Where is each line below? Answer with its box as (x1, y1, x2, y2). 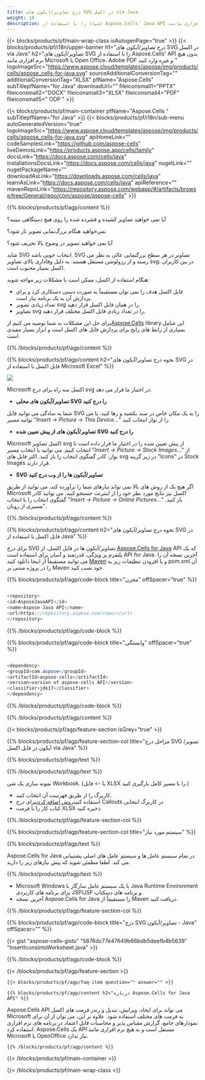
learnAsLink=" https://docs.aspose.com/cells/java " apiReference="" (7, 179, 178, 187)
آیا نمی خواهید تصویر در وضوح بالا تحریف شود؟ (7, 239, 113, 247)
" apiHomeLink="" (85, 133, 131, 141)
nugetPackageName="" (7, 166, 67, 173)
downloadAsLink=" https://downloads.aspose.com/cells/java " (7, 173, 161, 180)
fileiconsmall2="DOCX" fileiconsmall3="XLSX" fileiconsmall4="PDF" (7, 89, 180, 97)
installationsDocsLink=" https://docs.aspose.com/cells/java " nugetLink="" (7, 160, 192, 167)
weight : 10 (7, 15, 35, 21)
